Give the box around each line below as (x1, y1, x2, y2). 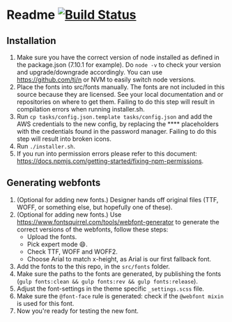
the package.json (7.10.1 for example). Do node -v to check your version (16, 61, 222, 69)
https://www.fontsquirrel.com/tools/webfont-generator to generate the (16, 217, 220, 226)
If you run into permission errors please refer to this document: (16, 150, 198, 158)
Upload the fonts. (26, 232, 77, 240)
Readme (6, 7, 56, 23)
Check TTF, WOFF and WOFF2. (26, 247, 118, 256)
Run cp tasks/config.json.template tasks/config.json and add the (16, 112, 213, 121)
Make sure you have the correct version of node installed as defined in (16, 53, 220, 61)
